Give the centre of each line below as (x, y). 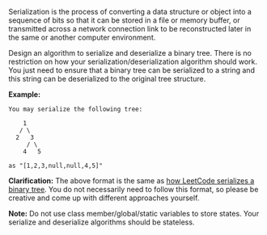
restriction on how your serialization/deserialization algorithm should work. (133, 61)
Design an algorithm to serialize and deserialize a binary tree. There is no (130, 53)
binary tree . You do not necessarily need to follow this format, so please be (133, 189)
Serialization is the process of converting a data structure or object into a (130, 12)
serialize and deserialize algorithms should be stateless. (102, 222)
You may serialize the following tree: (76, 109)
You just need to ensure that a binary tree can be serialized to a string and (131, 70)
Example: (25, 94)
